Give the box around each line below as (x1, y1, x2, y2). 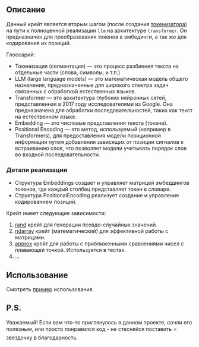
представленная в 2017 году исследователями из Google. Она (14, 100, 173, 108)
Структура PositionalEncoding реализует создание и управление (14, 192, 179, 199)
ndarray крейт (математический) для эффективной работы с (14, 228, 169, 235)
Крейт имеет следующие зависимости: (6, 210, 106, 217)
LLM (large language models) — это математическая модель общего (14, 75, 188, 82)
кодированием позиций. (14, 198, 77, 206)
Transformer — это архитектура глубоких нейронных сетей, (14, 94, 167, 101)
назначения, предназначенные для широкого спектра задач (14, 81, 169, 89)
